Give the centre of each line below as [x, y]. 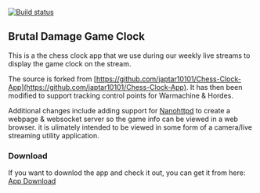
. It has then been [214, 87]
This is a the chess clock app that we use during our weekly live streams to [129, 55]
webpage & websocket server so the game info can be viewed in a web [123, 119]
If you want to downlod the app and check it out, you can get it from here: [127, 173]
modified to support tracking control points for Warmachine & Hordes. [121, 95]
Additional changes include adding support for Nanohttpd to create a [119, 110]
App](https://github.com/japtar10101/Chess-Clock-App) [97, 87]
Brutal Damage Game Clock [76, 36]
